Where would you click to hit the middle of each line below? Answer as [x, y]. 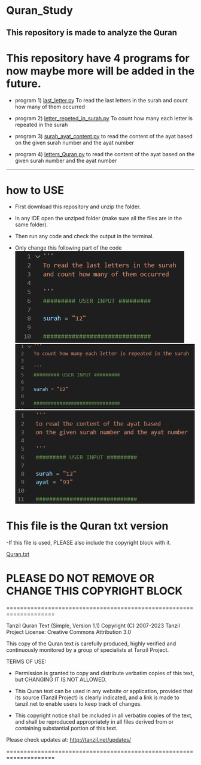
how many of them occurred [50, 107]
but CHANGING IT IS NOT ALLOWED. [60, 679]
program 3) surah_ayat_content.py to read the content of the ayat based [103, 136]
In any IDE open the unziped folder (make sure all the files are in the [98, 218]
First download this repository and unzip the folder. [78, 207]
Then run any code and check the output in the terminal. [84, 236]
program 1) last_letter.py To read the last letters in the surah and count [101, 100]
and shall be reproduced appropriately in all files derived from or [94, 721]
